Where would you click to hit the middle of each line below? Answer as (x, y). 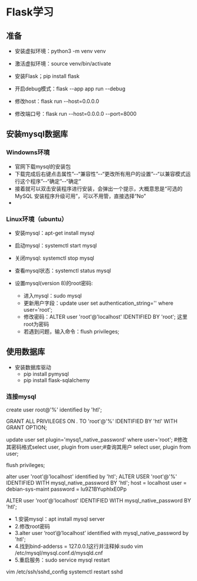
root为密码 (36, 324)
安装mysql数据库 (37, 134)
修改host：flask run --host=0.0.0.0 (57, 101)
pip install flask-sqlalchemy (57, 380)
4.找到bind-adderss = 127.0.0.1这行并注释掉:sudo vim (79, 546)
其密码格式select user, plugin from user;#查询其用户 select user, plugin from (98, 447)
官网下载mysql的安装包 (43, 167)
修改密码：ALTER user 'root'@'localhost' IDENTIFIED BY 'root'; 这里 (105, 316)
